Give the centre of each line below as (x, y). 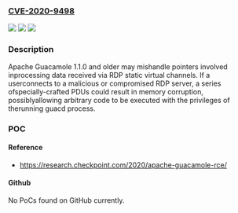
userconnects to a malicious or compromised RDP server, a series (115, 83)
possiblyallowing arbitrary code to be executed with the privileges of (119, 100)
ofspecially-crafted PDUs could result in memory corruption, (106, 91)
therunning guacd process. (52, 108)
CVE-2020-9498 (41, 11)
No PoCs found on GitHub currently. (66, 200)
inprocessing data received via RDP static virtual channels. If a (109, 75)
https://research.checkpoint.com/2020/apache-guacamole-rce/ (123, 165)
